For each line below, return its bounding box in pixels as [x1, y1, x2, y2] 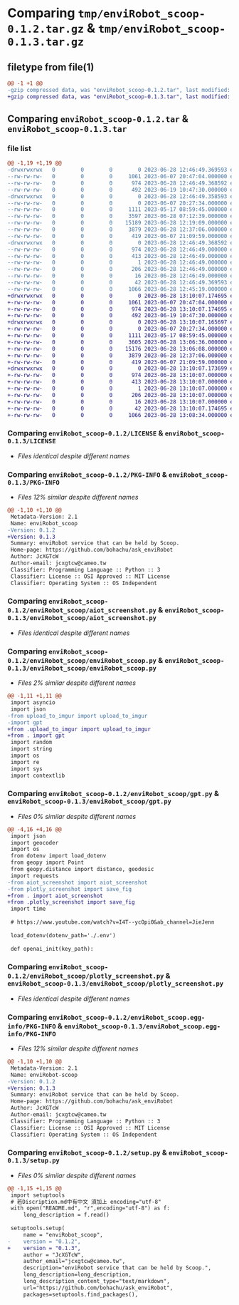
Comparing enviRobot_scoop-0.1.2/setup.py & [7, 1147, 167, 1157]
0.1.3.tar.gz [7, 36, 84, 49]
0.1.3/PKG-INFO [7, 478, 60, 486]
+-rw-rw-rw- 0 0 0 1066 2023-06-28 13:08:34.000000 [7, 411, 228, 418]
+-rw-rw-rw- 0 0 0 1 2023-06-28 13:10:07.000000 [7, 385, 228, 393]
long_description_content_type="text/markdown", [23, 1278, 171, 1285]
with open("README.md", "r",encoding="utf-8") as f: [10, 1205, 171, 1212]
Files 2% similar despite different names [17, 679, 137, 687]
